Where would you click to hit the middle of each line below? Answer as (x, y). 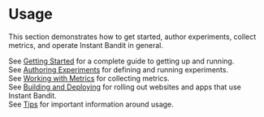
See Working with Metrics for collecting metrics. (89, 78)
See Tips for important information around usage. (91, 104)
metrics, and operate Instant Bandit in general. (86, 45)
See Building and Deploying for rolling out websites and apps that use (125, 87)
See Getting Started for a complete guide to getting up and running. (121, 61)
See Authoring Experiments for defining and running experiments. (119, 69)
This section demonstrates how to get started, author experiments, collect (132, 37)
